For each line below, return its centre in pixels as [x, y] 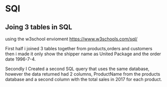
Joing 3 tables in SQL [39, 27]
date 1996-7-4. [20, 59]
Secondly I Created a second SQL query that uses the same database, [77, 69]
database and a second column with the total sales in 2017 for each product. [83, 79]
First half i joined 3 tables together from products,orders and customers [79, 48]
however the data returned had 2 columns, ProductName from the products [83, 74]
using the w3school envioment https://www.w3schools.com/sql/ [72, 39]
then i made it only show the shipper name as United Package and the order [83, 54]
